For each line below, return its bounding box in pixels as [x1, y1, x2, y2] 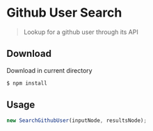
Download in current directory [6, 66, 92, 74]
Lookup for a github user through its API [23, 28, 138, 36]
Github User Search [6, 5, 122, 21]
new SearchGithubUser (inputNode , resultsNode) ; [6, 117, 147, 124]
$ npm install [6, 80, 48, 87]
